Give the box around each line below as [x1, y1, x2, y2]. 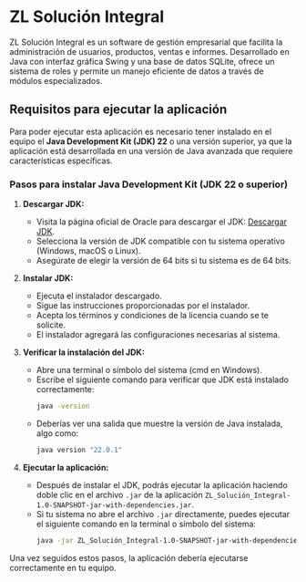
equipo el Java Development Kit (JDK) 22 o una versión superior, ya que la [9, 135, 292, 147]
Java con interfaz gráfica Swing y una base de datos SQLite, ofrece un [9, 56, 275, 67]
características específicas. [9, 155, 113, 166]
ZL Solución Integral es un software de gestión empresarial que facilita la [9, 36, 283, 47]
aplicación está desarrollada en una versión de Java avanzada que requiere [9, 145, 293, 156]
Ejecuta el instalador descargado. [36, 290, 162, 302]
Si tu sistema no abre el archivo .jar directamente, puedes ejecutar [36, 508, 291, 519]
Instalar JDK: [22, 273, 74, 284]
